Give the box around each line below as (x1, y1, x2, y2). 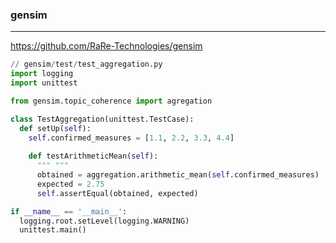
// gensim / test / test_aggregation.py (10, 59, 163, 70)
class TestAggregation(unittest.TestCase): (10, 114, 195, 124)
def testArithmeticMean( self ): (28, 151, 159, 162)
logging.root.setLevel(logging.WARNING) (19, 216, 190, 226)
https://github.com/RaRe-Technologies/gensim (10, 40, 203, 52)
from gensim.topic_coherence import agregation (10, 96, 213, 106)
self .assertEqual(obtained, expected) (36, 188, 199, 198)
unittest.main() (19, 225, 87, 235)
